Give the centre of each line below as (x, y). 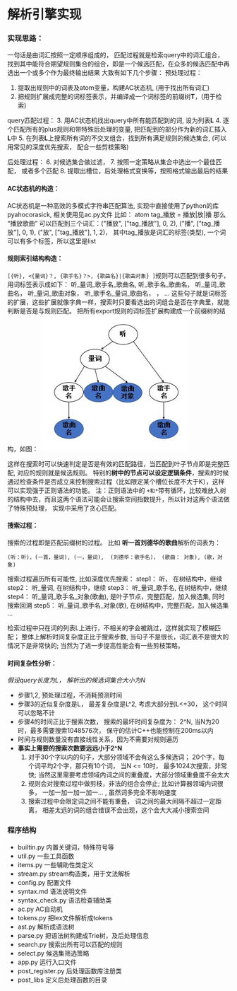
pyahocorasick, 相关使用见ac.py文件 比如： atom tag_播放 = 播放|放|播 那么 (117, 214)
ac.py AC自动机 (40, 909)
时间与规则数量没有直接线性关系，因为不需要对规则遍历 (98, 739)
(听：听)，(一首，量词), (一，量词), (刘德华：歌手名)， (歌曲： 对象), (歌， (113, 557)
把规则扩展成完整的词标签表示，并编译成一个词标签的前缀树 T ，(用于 (117, 97)
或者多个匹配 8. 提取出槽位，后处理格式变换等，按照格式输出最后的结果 (124, 171)
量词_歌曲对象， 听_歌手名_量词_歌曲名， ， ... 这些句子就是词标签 (132, 293)
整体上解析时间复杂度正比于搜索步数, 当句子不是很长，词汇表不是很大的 (125, 637)
